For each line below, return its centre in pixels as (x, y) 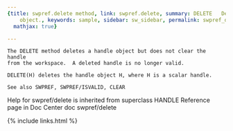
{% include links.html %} (42, 121)
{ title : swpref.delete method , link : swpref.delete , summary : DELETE (110, 13)
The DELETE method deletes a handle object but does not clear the (107, 51)
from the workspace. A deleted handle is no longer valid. (96, 63)
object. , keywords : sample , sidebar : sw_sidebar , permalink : (110, 20)
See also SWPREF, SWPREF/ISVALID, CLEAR (67, 88)
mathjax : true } (35, 26)
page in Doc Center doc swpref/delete (62, 108)
